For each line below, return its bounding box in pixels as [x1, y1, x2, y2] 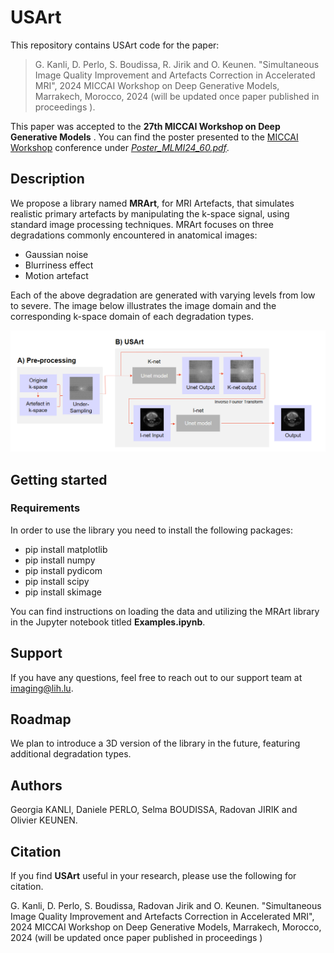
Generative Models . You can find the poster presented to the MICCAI [10, 131, 299, 143]
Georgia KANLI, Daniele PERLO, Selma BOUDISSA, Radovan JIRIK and [10, 804, 298, 816]
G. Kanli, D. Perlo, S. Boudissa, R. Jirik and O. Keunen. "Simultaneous [34, 58, 320, 70]
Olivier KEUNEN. [10, 814, 78, 826]
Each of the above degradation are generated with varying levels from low [10, 289, 316, 301]
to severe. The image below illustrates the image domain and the [10, 299, 277, 311]
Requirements [10, 501, 81, 515]
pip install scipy [24, 575, 90, 587]
